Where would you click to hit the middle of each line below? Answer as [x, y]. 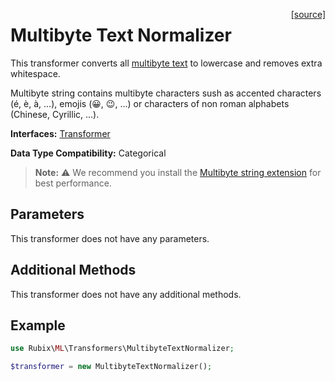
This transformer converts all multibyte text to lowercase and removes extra [166, 63]
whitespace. [35, 73]
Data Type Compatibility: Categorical [88, 153]
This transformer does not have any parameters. [110, 238]
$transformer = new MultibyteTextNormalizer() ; [111, 367]
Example [38, 325]
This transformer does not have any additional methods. [126, 294]
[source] [308, 14]
